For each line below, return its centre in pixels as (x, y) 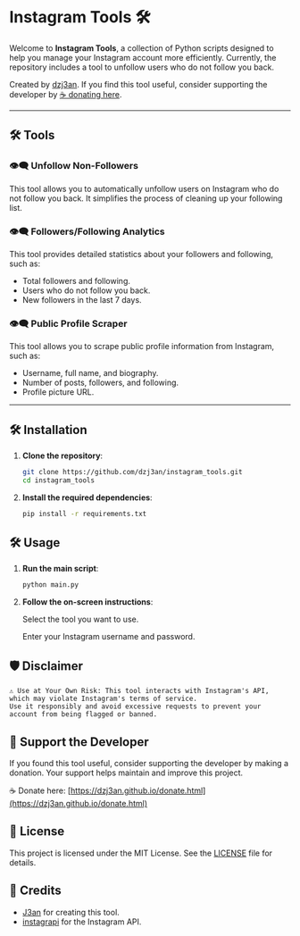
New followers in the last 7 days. (82, 299)
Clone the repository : (62, 455)
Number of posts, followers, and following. (100, 383)
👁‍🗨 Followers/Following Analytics (87, 231)
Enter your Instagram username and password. (108, 637)
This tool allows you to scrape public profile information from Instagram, (142, 347)
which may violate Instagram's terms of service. (104, 699)
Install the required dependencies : (87, 497)
